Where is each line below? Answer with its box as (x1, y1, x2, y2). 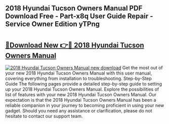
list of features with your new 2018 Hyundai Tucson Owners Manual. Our (5, 92, 157, 98)
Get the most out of (122, 65, 163, 70)
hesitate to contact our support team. (5, 113, 83, 119)
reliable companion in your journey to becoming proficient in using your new (5, 102, 164, 108)
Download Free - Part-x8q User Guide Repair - (5, 12, 153, 21)
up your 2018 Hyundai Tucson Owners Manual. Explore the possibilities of (5, 86, 159, 92)
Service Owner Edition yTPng (5, 20, 100, 28)
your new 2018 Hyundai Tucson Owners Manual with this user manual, (5, 70, 152, 76)
